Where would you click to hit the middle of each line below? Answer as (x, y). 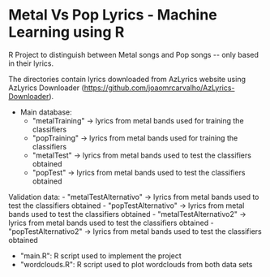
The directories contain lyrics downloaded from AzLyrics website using (127, 79)
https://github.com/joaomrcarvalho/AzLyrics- (159, 88)
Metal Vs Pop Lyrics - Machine (113, 15)
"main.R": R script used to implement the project (101, 255)
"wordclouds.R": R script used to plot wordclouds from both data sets (136, 264)
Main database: (46, 112)
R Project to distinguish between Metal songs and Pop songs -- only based (134, 54)
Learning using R (66, 32)
